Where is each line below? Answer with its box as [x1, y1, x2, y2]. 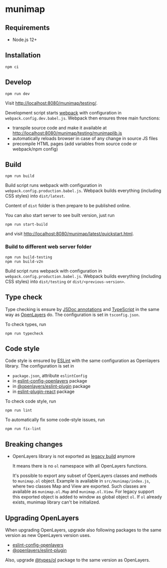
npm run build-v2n [5, 259, 43, 264]
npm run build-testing [5, 254, 52, 259]
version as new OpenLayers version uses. [5, 532, 91, 538]
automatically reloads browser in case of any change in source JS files [12, 135, 158, 141]
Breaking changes [5, 440, 63, 448]
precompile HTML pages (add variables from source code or [12, 140, 137, 146]
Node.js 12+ [12, 36, 37, 42]
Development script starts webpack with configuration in [5, 109, 122, 115]
